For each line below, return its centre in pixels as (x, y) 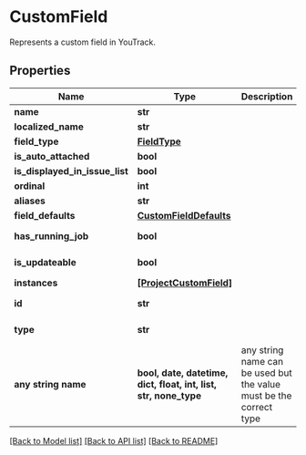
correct (257, 407)
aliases (30, 201)
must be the (266, 396)
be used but (267, 373)
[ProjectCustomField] (184, 283)
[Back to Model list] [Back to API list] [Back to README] (114, 440)
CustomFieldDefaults (184, 215)
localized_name (49, 127)
